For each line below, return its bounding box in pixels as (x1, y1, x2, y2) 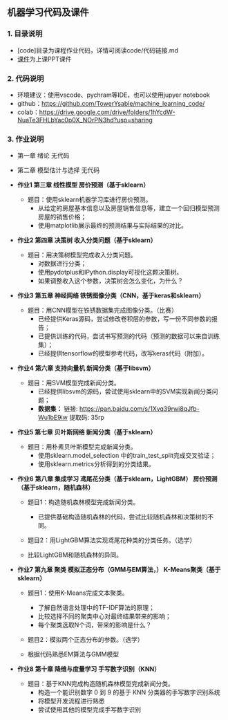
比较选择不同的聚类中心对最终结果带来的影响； (37, 612, 171, 620)
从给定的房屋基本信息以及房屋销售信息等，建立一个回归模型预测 (37, 204, 220, 212)
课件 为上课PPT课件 (17, 55, 72, 63)
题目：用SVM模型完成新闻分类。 (27, 379, 120, 387)
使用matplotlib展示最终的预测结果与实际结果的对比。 (37, 221, 188, 230)
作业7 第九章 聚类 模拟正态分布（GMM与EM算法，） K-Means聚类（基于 (17, 566, 221, 574)
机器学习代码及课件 (7, 6, 89, 19)
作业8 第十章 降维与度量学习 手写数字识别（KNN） (17, 665, 161, 673)
